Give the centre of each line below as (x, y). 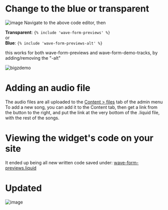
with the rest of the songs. (32, 118)
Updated (24, 188)
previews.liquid (21, 168)
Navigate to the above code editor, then (65, 23)
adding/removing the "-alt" (33, 58)
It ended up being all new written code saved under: (59, 162)
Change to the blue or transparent (77, 9)
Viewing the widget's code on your (79, 138)
